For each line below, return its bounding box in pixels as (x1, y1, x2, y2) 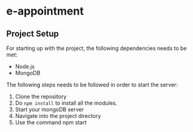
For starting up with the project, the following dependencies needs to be (6, 44, 187, 52)
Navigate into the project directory (15, 113, 101, 119)
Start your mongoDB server (15, 106, 84, 113)
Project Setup (6, 29, 59, 39)
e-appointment (6, 4, 84, 18)
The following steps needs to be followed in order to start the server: (6, 81, 178, 88)
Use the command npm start (15, 119, 87, 126)
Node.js (15, 63, 35, 70)
